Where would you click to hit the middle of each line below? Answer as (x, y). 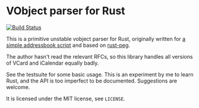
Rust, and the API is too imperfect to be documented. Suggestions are (91, 81)
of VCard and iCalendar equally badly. (53, 63)
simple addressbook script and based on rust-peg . (68, 45)
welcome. (18, 87)
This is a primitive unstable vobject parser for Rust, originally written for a (96, 39)
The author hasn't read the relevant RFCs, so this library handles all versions (99, 56)
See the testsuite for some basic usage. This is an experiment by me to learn (100, 74)
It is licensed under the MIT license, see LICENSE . (66, 99)
